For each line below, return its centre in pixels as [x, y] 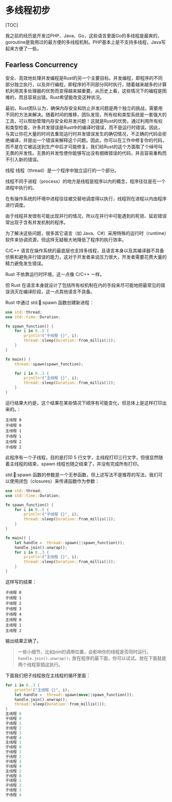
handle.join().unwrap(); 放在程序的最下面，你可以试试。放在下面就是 [92, 658]
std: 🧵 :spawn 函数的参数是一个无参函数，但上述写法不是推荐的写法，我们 [82, 475]
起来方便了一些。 [23, 48]
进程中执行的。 [21, 187]
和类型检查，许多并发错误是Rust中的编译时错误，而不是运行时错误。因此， [84, 127]
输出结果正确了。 [23, 641]
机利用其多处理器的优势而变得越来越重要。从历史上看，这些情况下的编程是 [84, 91]
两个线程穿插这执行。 [40, 664]
